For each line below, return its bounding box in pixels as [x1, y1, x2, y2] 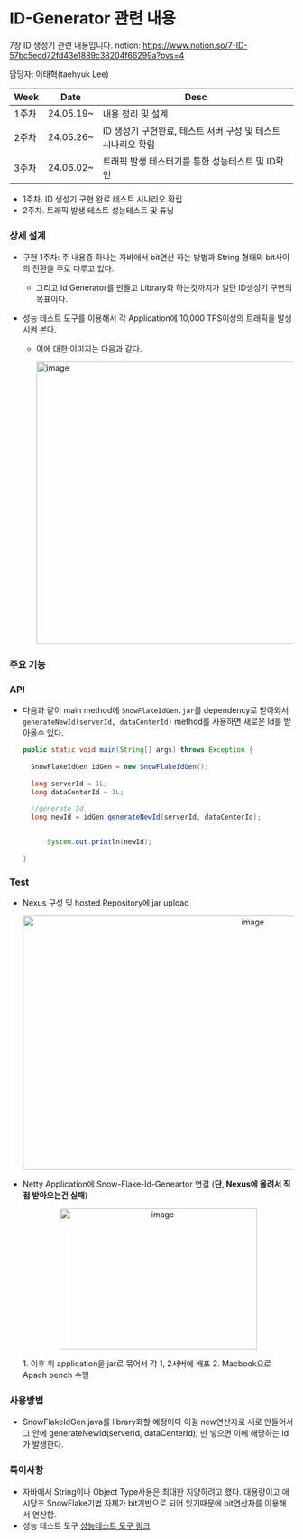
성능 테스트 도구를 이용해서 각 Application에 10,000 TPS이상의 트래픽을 [22, 313, 276, 324]
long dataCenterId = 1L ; [31, 787, 124, 796]
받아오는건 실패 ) [31, 1190, 88, 1201]
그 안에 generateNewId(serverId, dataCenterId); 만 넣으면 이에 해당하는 [22, 1428, 280, 1439]
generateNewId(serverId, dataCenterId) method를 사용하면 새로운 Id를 [22, 716, 282, 727]
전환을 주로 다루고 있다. [32, 263, 115, 274]
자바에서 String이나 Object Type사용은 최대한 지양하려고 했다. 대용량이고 [22, 1486, 280, 1497]
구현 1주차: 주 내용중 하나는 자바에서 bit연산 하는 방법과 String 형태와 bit [22, 252, 276, 263]
